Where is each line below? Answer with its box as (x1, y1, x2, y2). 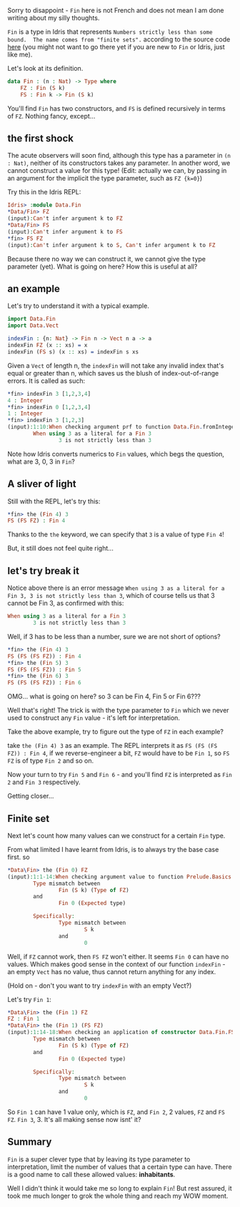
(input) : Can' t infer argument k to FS (7, 228, 123, 235)
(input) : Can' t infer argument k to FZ (7, 215, 123, 222)
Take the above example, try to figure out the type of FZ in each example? (7, 728, 224, 736)
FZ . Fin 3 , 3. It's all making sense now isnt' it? (7, 1115, 141, 1123)
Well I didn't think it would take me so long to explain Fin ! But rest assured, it (7, 1183, 232, 1192)
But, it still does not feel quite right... (7, 544, 114, 553)
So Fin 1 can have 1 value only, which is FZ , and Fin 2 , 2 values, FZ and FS (7, 1107, 225, 1116)
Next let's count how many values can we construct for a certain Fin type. (7, 831, 226, 840)
